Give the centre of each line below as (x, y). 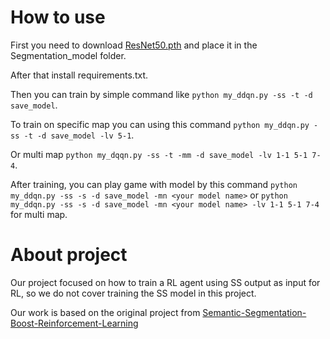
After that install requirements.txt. (79, 75)
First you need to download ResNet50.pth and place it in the (134, 45)
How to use (58, 17)
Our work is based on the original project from (105, 312)
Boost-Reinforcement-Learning (74, 323)
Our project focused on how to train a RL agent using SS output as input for (165, 282)
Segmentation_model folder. (68, 55)
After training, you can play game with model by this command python (154, 184)
